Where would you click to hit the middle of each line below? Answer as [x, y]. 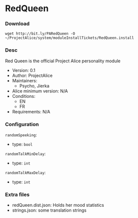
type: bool [22, 145]
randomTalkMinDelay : [25, 154]
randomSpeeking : [21, 135]
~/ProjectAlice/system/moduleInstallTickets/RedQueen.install [69, 38]
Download [18, 24]
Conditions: [24, 96]
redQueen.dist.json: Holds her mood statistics [58, 205]
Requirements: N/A [31, 111]
